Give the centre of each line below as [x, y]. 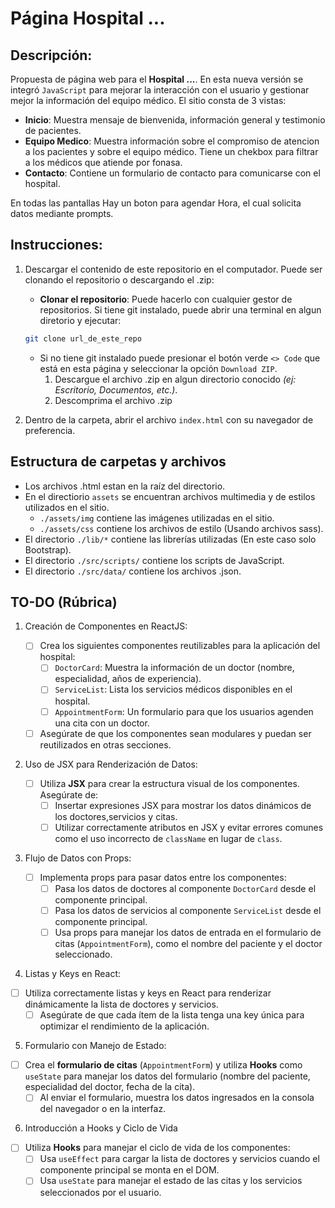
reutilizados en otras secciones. [105, 744]
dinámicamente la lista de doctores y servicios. [121, 1004]
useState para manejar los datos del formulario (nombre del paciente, [167, 1076]
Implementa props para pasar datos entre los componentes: [163, 877]
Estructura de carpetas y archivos [118, 462]
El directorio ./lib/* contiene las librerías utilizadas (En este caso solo [170, 539]
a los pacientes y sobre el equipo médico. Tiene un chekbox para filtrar [171, 151]
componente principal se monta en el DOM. [129, 1170]
